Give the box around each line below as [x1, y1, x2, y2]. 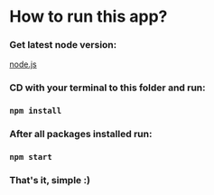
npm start [9, 152, 52, 162]
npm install [9, 106, 62, 116]
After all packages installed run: [9, 128, 153, 141]
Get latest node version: [9, 39, 117, 51]
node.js [9, 59, 38, 70]
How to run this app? [9, 6, 168, 27]
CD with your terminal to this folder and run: [9, 81, 206, 94]
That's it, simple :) [9, 174, 90, 187]
